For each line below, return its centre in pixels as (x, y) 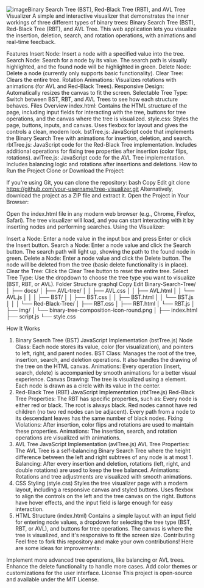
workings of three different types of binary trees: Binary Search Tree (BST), (101, 22)
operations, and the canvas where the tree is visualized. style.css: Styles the (102, 119)
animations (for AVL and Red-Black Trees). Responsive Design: (85, 86)
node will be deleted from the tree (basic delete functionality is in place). (97, 265)
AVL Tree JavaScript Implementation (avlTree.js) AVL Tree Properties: (102, 444)
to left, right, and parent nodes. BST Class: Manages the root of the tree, (106, 353)
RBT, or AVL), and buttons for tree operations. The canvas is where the (104, 528)
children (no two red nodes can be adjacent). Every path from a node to (105, 412)
